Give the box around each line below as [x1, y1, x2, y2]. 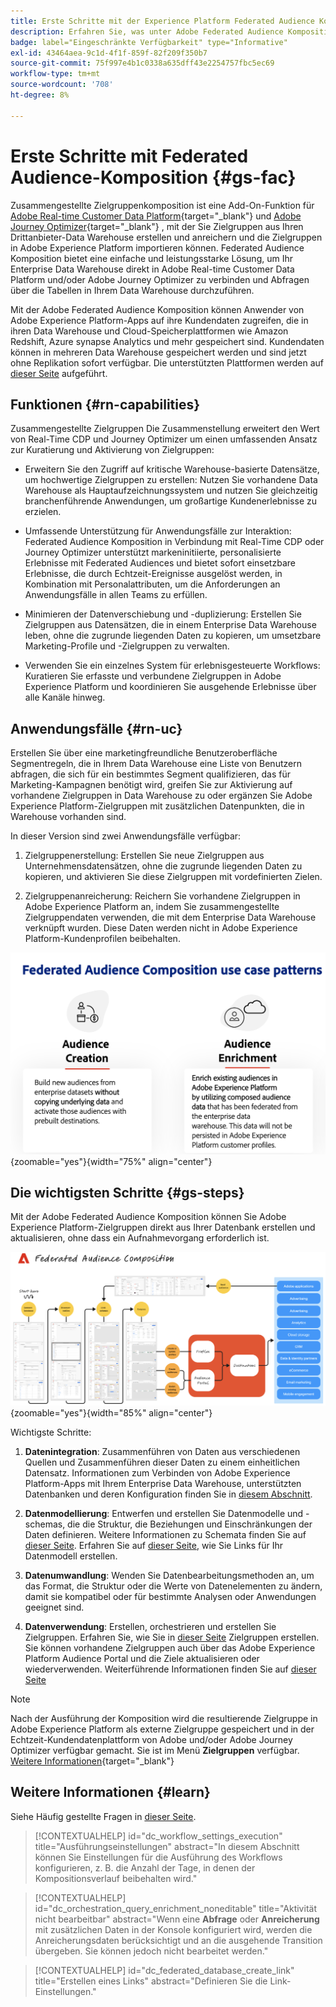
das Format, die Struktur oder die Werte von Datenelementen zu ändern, [24, 1580, 323, 1592]
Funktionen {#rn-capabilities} [10, 396, 201, 413]
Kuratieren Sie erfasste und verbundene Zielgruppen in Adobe [24, 670, 282, 682]
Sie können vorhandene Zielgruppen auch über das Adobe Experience [24, 1641, 316, 1654]
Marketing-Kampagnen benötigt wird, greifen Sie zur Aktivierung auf [10, 779, 293, 791]
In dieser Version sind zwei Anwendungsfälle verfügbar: [10, 830, 242, 842]
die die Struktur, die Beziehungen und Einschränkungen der [67, 1518, 313, 1530]
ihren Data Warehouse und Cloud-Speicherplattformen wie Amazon [10, 325, 289, 337]
